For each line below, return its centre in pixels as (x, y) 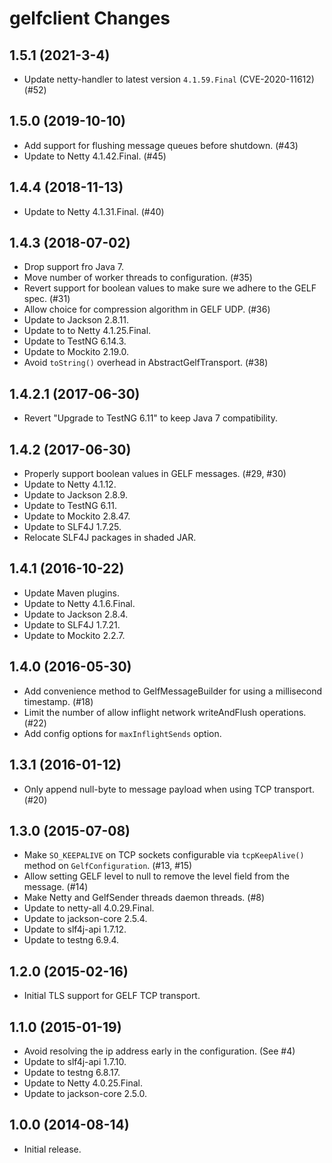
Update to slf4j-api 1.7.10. (75, 1061)
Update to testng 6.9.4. (71, 940)
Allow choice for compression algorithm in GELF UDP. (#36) (147, 309)
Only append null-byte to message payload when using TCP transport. (169, 789)
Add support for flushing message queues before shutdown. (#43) (161, 145)
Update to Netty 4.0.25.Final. (83, 1083)
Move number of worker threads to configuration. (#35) (138, 278)
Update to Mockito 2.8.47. (77, 516)
